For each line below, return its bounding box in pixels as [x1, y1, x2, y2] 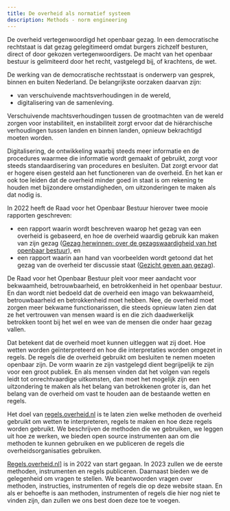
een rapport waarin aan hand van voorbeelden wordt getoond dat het [16, 253, 214, 261]
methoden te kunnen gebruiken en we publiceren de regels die [7, 439, 185, 447]
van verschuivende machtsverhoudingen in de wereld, [16, 91, 172, 99]
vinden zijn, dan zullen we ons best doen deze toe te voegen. [7, 496, 181, 504]
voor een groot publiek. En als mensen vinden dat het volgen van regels [7, 368, 211, 376]
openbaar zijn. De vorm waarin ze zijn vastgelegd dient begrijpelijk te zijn [7, 360, 214, 368]
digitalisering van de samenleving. [16, 98, 115, 106]
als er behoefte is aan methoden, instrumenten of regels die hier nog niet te [7, 488, 221, 497]
